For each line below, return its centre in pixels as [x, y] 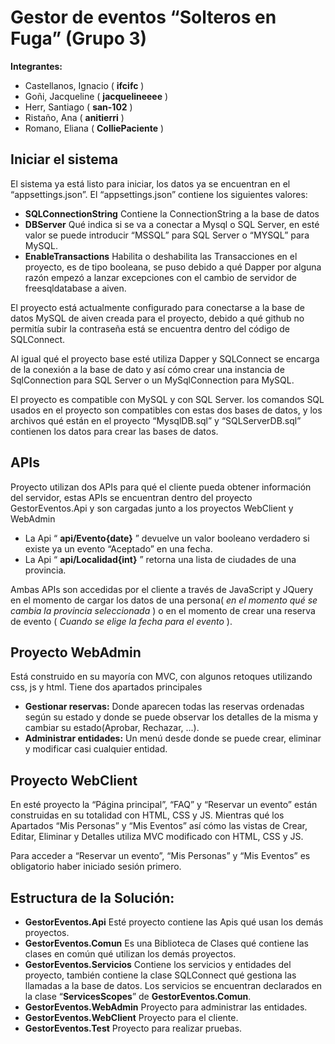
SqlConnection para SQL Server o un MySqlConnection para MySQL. [152, 380]
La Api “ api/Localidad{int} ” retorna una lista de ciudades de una [160, 559]
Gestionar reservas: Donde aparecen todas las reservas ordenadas [164, 707]
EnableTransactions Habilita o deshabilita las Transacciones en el [161, 256]
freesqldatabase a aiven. [75, 288]
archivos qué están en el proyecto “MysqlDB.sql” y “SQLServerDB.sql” [156, 420]
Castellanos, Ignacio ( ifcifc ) [84, 85]
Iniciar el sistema [64, 159]
